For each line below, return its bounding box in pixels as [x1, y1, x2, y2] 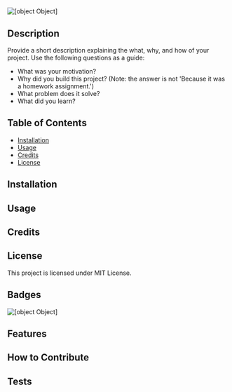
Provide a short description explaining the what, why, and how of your [7, 46, 210, 54]
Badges [7, 289, 41, 301]
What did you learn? [17, 97, 76, 105]
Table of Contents [7, 117, 88, 129]
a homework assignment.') [17, 82, 95, 90]
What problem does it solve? [17, 90, 100, 97]
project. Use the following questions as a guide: [7, 53, 145, 62]
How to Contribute [7, 351, 90, 364]
